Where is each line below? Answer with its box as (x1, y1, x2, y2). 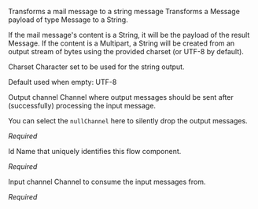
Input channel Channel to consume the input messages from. (8, 177, 206, 186)
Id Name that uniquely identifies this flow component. (8, 147, 182, 156)
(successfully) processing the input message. (8, 101, 156, 110)
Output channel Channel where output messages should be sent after (8, 93, 234, 101)
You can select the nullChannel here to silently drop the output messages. (8, 116, 248, 125)
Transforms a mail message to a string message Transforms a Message (8, 7, 240, 16)
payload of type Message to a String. (8, 15, 128, 24)
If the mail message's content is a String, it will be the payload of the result (8, 31, 250, 39)
